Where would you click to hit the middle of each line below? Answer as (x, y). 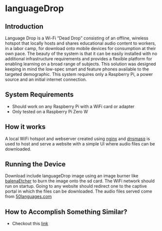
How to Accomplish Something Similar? (66, 212)
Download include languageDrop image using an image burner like (72, 176)
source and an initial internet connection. (46, 79)
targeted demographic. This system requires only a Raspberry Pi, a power (79, 74)
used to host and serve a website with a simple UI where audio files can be (80, 143)
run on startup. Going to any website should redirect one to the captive (76, 186)
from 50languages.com (28, 196)
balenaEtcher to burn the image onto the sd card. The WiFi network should (80, 181)
